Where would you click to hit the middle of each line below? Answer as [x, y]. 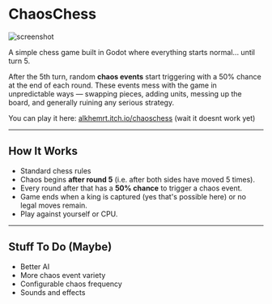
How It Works [43, 151]
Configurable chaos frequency [71, 284]
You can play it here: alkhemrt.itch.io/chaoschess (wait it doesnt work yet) [132, 118]
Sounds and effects [53, 292]
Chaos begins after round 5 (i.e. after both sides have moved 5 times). [137, 179]
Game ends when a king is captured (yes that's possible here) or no [133, 196]
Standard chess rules [55, 170]
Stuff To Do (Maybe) [60, 247]
